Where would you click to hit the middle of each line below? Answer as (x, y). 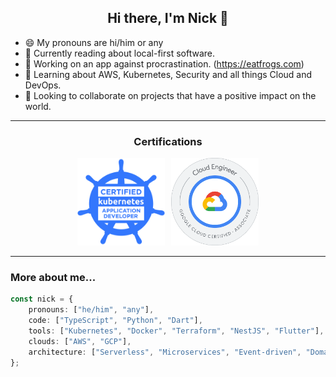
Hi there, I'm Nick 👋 (168, 18)
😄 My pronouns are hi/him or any (94, 42)
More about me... (53, 278)
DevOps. (43, 85)
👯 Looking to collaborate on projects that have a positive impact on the (170, 95)
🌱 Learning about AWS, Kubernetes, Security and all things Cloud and (168, 74)
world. (38, 106)
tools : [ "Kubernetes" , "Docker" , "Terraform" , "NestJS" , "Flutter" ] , (176, 331)
